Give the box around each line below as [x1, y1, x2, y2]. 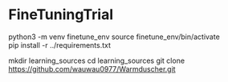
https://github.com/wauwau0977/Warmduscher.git [8, 64, 176, 73]
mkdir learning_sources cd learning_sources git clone [8, 56, 185, 65]
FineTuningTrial [8, 6, 114, 24]
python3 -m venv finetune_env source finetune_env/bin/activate [8, 32, 221, 41]
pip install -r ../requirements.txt [8, 40, 111, 49]
